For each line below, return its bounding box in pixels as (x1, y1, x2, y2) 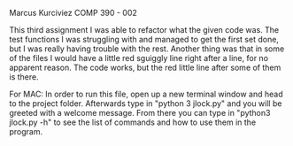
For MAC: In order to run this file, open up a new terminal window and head (9, 88, 283, 99)
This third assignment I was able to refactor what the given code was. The (9, 25, 280, 35)
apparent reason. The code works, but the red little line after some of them (9, 62, 281, 73)
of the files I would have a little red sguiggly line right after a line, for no (9, 53, 268, 63)
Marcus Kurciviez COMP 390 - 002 (9, 8, 137, 18)
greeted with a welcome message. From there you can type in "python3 (9, 108, 271, 118)
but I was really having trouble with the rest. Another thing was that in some (9, 43, 285, 54)
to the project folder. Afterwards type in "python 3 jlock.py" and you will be (9, 98, 282, 109)
